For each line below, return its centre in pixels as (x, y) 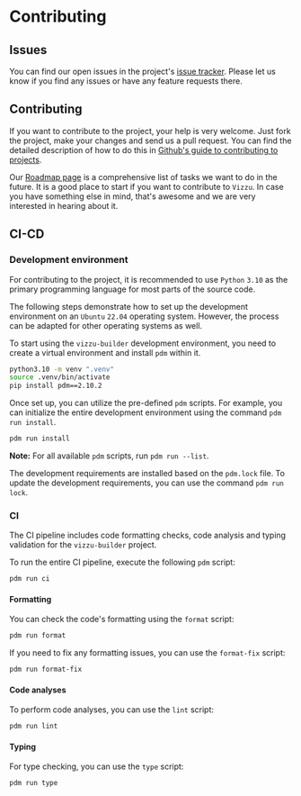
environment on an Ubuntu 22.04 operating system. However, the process (144, 316)
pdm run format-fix (46, 669)
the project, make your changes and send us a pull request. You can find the (150, 140)
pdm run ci (30, 579)
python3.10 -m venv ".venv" (62, 369)
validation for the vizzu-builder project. (83, 545)
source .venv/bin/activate (60, 377)
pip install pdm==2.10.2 (56, 386)
